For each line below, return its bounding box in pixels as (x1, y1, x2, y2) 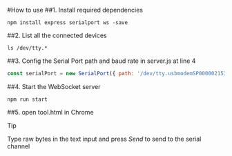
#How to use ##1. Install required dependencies (7, 6, 144, 14)
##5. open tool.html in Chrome (7, 108, 95, 116)
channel (7, 142, 30, 150)
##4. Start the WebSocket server (7, 82, 101, 90)
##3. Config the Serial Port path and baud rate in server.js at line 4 (7, 57, 196, 65)
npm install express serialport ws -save (7, 19, 128, 26)
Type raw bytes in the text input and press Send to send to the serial (7, 135, 202, 143)
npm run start (7, 96, 48, 103)
